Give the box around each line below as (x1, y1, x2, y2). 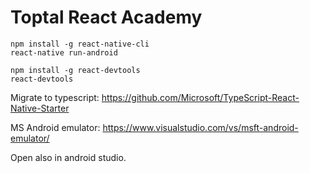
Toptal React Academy (10, 6, 203, 29)
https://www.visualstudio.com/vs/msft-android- (102, 121, 299, 133)
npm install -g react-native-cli (10, 39, 150, 49)
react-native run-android (10, 47, 118, 58)
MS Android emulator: (10, 121, 101, 133)
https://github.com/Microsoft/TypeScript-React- (101, 91, 300, 103)
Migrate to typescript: (10, 91, 100, 103)
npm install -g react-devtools (10, 65, 141, 75)
